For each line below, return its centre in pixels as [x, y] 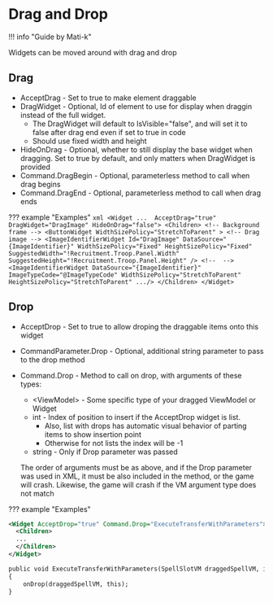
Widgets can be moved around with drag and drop [93, 52]
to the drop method [52, 360]
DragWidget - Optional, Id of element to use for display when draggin [136, 106]
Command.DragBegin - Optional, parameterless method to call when [135, 175]
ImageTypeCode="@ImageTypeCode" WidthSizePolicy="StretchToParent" [125, 275]
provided [35, 167]
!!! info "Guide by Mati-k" [50, 37]
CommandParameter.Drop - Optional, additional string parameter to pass [142, 351]
